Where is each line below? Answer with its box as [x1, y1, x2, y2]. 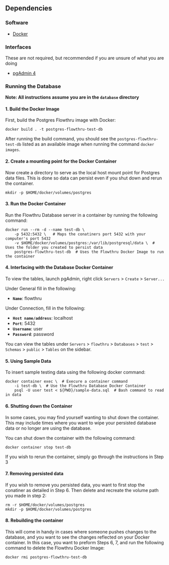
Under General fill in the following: [5, 286, 76, 292]
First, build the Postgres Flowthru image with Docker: [5, 117, 116, 123]
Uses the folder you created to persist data [5, 245, 103, 250]
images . [5, 146, 20, 153]
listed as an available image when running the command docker [22, 141, 154, 147]
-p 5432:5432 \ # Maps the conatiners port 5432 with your [14, 232, 146, 237]
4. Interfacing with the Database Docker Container [5, 265, 114, 271]
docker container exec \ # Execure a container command [5, 379, 128, 384]
